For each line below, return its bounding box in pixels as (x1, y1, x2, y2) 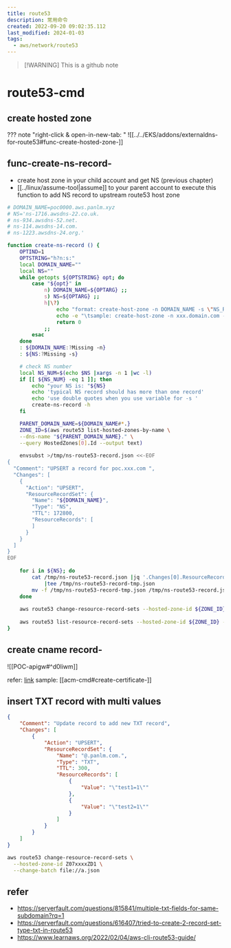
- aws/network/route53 (13, 42, 78, 49)
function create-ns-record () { (7, 242, 100, 249)
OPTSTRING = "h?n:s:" (19, 255, 76, 261)
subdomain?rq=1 (16, 912, 65, 920)
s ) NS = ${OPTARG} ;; (43, 293, 100, 300)
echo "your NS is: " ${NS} (32, 383, 107, 389)
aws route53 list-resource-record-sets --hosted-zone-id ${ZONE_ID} (19, 618, 220, 626)
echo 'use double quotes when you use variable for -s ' (32, 395, 198, 402)
